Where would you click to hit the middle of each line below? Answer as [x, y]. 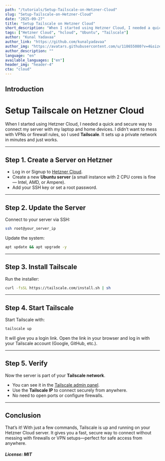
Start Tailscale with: [25, 320]
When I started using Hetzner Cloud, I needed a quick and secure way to [79, 124]
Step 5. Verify [27, 364]
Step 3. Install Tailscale [41, 267]
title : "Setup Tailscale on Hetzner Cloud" [50, 23]
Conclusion [23, 415]
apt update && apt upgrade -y [36, 247]
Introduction [25, 89]
